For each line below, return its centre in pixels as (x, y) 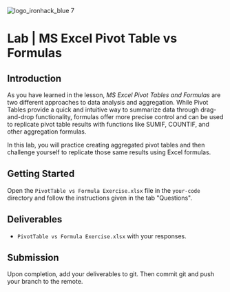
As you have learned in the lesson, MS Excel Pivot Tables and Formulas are (114, 95)
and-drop (21, 117)
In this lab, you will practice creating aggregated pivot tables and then (106, 145)
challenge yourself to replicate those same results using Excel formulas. (109, 152)
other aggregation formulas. (47, 132)
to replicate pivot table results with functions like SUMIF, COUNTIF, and (108, 124)
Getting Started (41, 174)
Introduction (34, 78)
